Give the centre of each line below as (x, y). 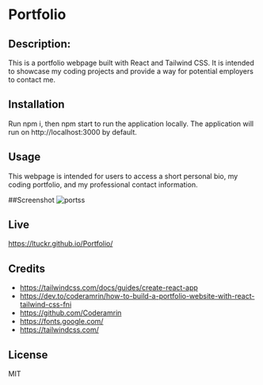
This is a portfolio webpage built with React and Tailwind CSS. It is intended (131, 63)
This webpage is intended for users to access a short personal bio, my (123, 176)
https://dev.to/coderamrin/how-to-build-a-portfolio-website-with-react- (137, 296)
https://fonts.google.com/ (61, 322)
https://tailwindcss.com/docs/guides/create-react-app (109, 288)
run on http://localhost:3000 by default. (72, 132)
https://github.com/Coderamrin (71, 313)
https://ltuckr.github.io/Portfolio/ (61, 244)
